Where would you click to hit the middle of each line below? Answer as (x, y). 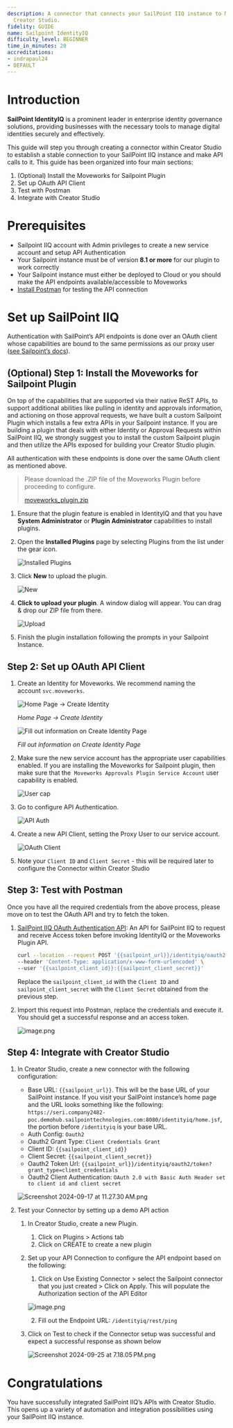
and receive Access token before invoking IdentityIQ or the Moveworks (119, 935)
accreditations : (31, 53)
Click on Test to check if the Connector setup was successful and (122, 1334)
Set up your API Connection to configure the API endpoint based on (124, 1258)
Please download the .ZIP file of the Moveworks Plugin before (112, 479)
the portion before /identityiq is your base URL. (97, 1127)
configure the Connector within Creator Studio (84, 869)
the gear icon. (37, 549)
